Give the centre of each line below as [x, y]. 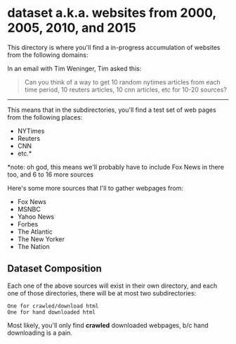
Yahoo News [36, 217]
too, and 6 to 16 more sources [50, 174]
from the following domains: [48, 55]
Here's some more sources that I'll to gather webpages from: [96, 188]
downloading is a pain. [40, 333]
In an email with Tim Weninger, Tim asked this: [74, 68]
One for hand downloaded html [52, 312]
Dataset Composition [54, 269]
